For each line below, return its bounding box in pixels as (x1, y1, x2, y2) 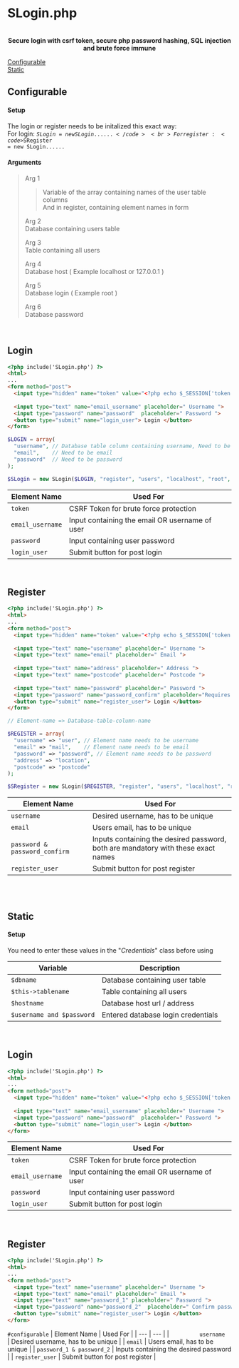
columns (42, 195, 68, 204)
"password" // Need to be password (14, 455, 122, 463)
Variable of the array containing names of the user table (42, 188, 206, 196)
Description (139, 963, 180, 973)
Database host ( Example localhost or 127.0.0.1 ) (24, 267, 164, 275)
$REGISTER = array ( (7, 730, 65, 738)
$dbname (11, 976, 37, 984)
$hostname (11, 999, 44, 1007)
